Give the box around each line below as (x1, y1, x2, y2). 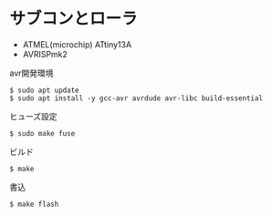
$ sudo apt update (9, 86, 79, 95)
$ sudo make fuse (9, 129, 76, 138)
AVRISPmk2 (22, 48, 68, 59)
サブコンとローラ (9, 8, 139, 29)
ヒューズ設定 (9, 110, 58, 121)
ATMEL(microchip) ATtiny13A (22, 38, 132, 50)
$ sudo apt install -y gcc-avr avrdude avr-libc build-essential (9, 93, 263, 103)
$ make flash (9, 200, 59, 209)
